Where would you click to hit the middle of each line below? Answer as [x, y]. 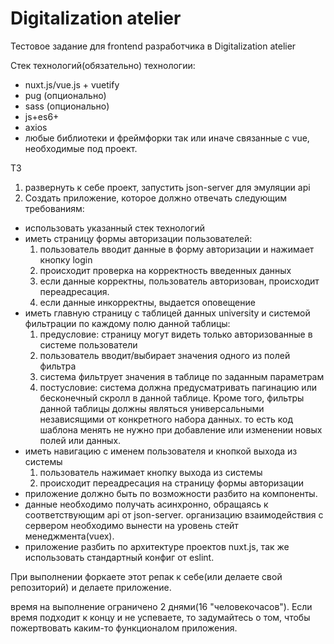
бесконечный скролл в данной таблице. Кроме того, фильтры [172, 398]
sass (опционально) [67, 106]
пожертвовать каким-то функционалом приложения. [124, 628]
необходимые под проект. [81, 148]
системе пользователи [88, 344]
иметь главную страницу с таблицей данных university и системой [167, 313]
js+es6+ [42, 116]
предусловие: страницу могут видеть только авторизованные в [176, 334]
